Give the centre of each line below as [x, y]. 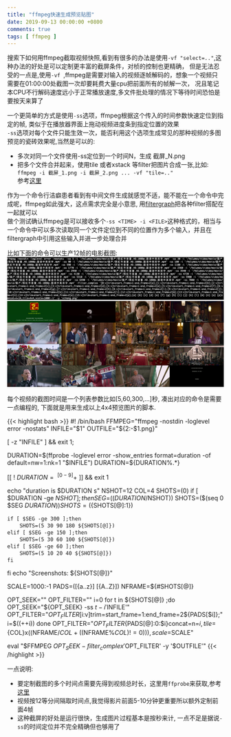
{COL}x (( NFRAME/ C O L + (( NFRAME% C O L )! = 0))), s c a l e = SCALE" [100, 632]
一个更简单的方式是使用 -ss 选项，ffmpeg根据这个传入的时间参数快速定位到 [112, 116]
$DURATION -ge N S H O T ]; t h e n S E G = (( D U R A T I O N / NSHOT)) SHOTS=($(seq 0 [115, 498]
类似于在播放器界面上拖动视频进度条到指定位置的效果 [104, 124]
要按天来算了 [25, 101]
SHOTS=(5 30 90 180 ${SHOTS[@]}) [67, 525]
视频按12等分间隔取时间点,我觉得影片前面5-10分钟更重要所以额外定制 [115, 701]
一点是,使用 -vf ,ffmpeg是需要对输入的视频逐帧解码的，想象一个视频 [115, 75]
